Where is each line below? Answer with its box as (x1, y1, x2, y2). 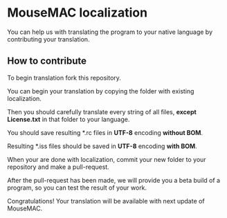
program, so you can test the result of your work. (7, 183, 147, 192)
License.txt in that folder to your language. (7, 115, 130, 123)
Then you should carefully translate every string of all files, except (7, 107, 197, 116)
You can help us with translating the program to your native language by (7, 28, 213, 36)
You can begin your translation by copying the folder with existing (7, 87, 194, 95)
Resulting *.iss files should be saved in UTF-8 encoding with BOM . (7, 142, 197, 150)
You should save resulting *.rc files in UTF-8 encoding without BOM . (7, 128, 203, 136)
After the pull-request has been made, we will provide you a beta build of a (7, 176, 220, 184)
